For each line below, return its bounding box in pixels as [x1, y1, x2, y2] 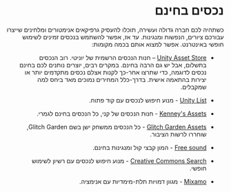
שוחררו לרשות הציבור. [150, 130, 207, 138]
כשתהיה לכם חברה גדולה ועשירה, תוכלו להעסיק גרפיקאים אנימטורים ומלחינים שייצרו [6, 25, 224, 34]
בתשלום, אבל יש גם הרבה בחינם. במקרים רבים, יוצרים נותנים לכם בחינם [19, 61, 207, 69]
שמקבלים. [180, 83, 207, 91]
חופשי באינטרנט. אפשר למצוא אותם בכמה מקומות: [91, 40, 224, 48]
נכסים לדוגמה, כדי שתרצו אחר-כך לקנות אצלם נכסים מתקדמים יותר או [24, 68, 207, 76]
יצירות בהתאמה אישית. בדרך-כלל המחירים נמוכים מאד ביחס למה [37, 75, 207, 83]
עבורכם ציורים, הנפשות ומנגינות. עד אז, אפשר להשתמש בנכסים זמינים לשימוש [22, 32, 224, 41]
